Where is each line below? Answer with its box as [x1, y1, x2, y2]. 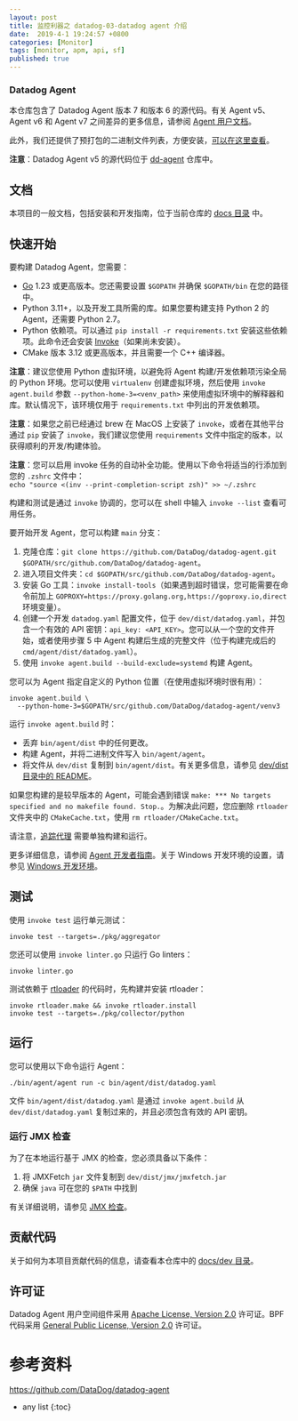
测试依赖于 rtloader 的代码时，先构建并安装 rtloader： [9, 983, 206, 994]
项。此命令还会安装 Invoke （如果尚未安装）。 [21, 335, 186, 347]
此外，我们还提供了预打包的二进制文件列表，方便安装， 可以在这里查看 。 [9, 135, 274, 146]
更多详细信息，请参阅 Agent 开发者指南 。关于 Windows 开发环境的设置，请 [9, 849, 285, 860]
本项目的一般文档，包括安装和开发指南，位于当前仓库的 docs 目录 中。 [9, 208, 269, 219]
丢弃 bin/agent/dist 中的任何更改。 [21, 737, 153, 748]
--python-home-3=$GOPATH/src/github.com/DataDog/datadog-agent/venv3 [17, 702, 280, 710]
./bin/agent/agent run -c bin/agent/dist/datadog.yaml [9, 1078, 217, 1088]
